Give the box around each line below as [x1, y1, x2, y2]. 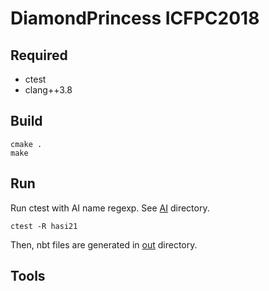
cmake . [10, 139, 43, 149]
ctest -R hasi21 [10, 221, 78, 231]
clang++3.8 [24, 84, 73, 96]
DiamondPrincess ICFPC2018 [10, 7, 260, 30]
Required [10, 47, 68, 64]
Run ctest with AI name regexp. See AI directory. [10, 202, 210, 214]
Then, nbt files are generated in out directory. [10, 238, 198, 251]
